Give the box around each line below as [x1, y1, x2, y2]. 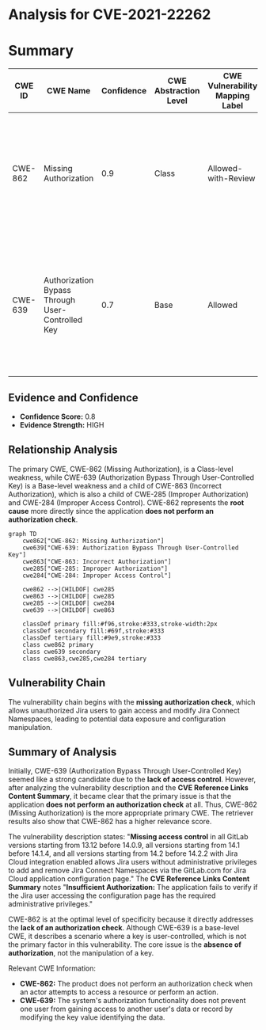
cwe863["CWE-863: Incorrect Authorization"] [22, 557, 172, 565]
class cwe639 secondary [22, 648, 101, 656]
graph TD [8, 530, 37, 538]
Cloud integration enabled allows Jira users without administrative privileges [8, 857, 257, 867]
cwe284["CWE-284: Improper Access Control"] [22, 572, 172, 580]
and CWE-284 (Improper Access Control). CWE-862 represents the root [8, 497, 245, 507]
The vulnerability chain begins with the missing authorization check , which [8, 697, 256, 706]
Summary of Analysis [8, 745, 117, 758]
